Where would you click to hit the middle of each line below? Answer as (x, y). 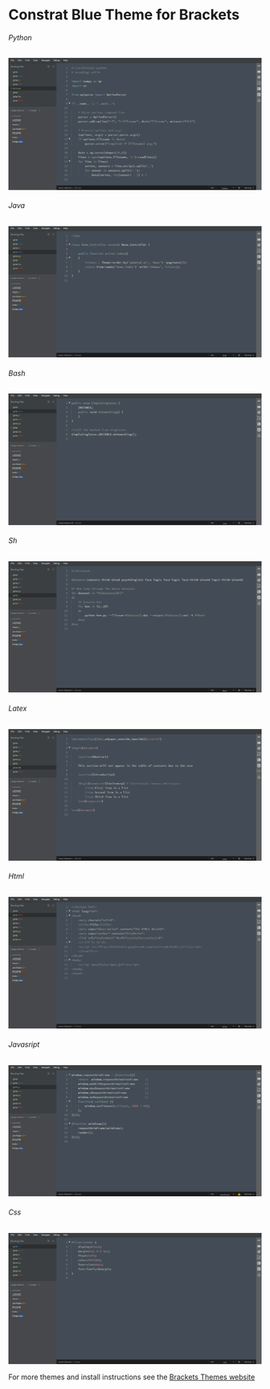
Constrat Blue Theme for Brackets (124, 15)
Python (20, 37)
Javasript (24, 1045)
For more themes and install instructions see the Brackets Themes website (132, 1377)
